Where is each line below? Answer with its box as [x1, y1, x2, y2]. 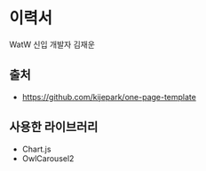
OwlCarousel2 [21, 152, 75, 164]
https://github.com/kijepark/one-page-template [21, 91, 197, 102]
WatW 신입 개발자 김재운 [9, 39, 96, 50]
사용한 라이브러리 [9, 120, 99, 135]
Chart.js [21, 144, 51, 154]
